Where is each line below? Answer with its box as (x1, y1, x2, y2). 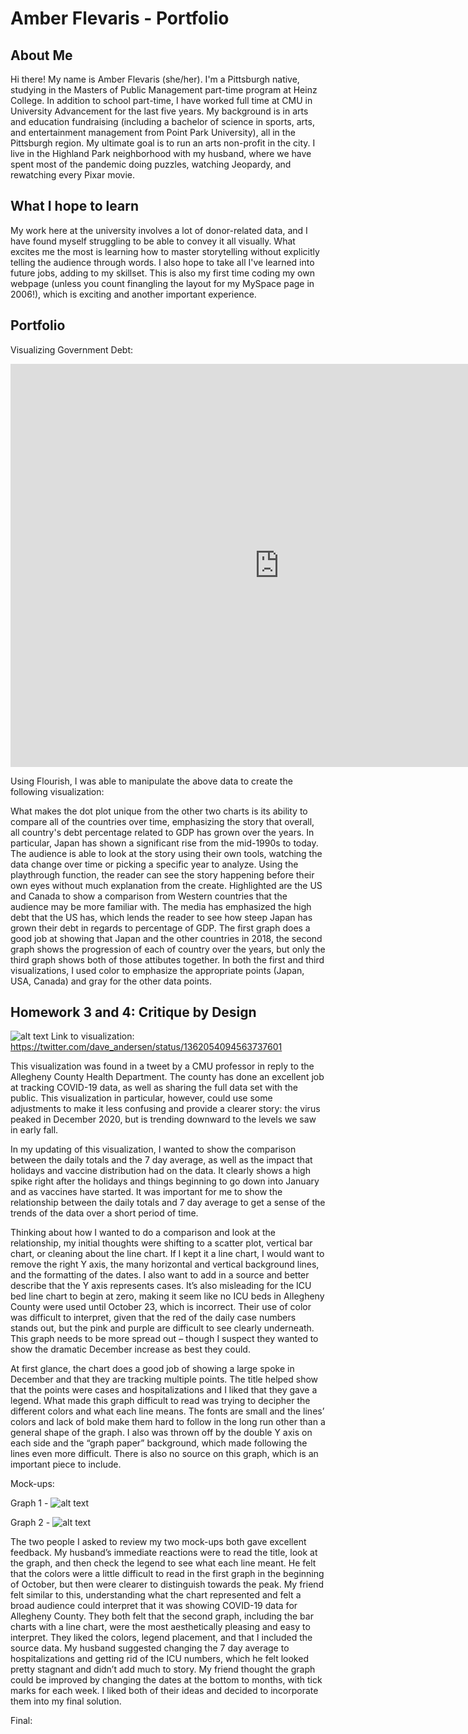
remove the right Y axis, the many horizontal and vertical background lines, (10, 1258, 320, 1271)
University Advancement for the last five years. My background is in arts (10, 105, 309, 117)
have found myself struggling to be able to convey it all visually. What (10, 235, 296, 247)
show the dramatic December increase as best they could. (10, 1343, 251, 1356)
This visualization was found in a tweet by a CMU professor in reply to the (10, 1060, 315, 1072)
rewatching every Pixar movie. (10, 169, 135, 181)
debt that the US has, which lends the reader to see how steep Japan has (10, 911, 313, 923)
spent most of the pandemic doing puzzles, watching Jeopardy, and (10, 158, 292, 170)
